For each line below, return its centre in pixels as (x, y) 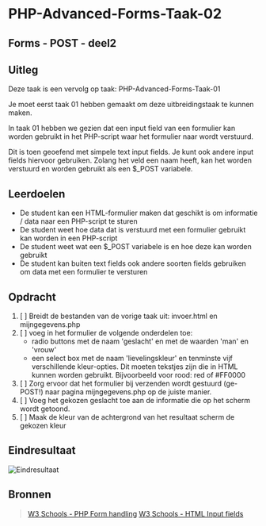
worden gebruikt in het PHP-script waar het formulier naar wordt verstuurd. (131, 136)
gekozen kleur (43, 426)
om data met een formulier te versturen (84, 272)
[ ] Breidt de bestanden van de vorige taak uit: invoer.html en (118, 316)
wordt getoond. (45, 409)
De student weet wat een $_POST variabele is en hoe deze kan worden (135, 247)
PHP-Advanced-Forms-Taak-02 (115, 14)
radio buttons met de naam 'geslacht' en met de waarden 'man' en (140, 341)
